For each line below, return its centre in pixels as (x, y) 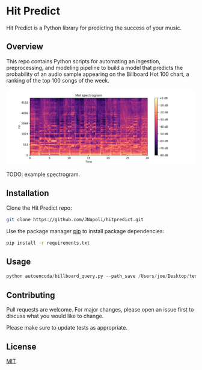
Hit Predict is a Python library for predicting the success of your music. (94, 28)
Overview (25, 47)
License (21, 347)
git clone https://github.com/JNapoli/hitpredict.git (75, 219)
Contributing (31, 295)
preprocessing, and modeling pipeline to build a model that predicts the (95, 67)
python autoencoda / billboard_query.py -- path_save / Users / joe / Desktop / (98, 276)
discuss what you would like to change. (55, 316)
